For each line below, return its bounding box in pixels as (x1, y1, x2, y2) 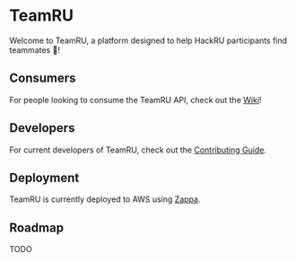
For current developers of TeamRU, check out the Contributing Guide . (9, 144, 267, 155)
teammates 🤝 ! (9, 44, 61, 55)
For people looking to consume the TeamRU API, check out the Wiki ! (9, 94, 262, 105)
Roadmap (9, 220, 65, 235)
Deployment (9, 170, 80, 185)
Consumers (9, 71, 76, 86)
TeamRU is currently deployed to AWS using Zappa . (9, 194, 201, 205)
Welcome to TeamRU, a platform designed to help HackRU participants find (9, 35, 288, 46)
